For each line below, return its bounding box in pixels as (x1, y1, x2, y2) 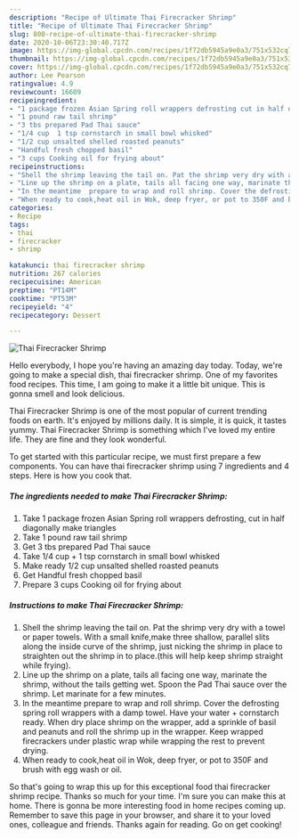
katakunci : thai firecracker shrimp (9, 261, 145, 270)
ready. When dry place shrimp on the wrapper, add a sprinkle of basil (21, 717, 277, 728)
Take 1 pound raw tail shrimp (21, 532, 127, 543)
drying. (21, 745, 49, 756)
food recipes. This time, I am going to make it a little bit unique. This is (9, 379, 265, 390)
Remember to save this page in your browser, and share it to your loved (9, 810, 271, 820)
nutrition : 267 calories (9, 269, 101, 279)
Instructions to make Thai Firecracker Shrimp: (9, 599, 184, 610)
